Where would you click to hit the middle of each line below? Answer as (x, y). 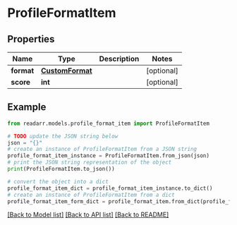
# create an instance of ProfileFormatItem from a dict (91, 195)
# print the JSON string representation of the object (90, 163)
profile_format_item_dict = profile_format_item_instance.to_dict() (110, 188)
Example (27, 107)
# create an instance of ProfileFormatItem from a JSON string (102, 150)
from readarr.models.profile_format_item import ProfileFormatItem (109, 123)
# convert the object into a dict (58, 181)
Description (119, 59)
